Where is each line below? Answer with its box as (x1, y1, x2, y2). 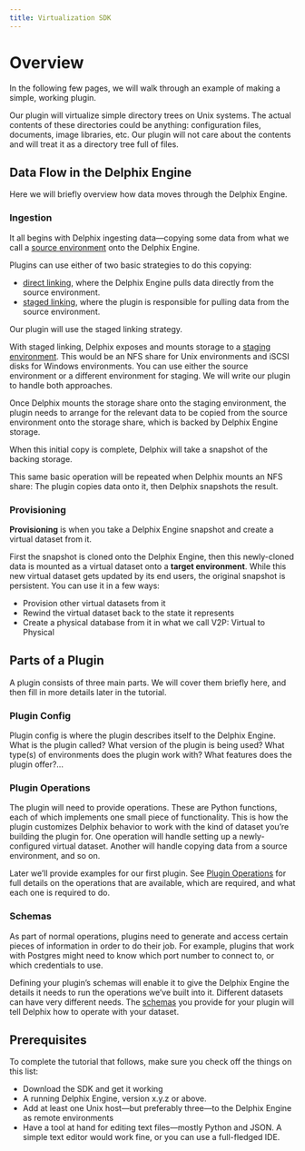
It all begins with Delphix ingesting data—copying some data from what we (9, 232, 290, 243)
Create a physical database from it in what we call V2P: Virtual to (22, 616, 266, 627)
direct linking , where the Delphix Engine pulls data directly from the (22, 277, 274, 288)
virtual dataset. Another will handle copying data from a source (52, 841, 288, 851)
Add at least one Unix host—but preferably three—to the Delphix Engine (22, 1103, 292, 1114)
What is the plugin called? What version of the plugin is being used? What (9, 740, 285, 751)
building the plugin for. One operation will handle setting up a (9, 831, 238, 842)
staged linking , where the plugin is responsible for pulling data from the (22, 296, 290, 307)
